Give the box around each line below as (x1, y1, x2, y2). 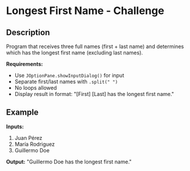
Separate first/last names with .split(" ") (14, 78, 118, 85)
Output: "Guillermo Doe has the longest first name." (6, 158, 132, 165)
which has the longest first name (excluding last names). (6, 49, 143, 56)
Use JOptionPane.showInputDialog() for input (14, 72, 125, 78)
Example (6, 107, 39, 118)
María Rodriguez (14, 141, 55, 148)
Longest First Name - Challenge (6, 4, 165, 18)
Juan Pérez (14, 134, 42, 141)
